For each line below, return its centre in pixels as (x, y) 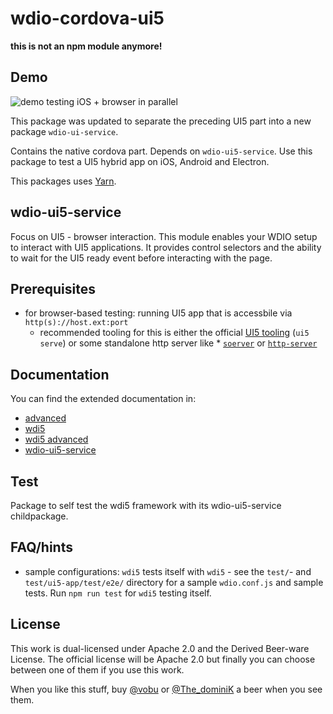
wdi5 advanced (56, 439)
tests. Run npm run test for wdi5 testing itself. (118, 593)
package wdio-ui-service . (64, 131)
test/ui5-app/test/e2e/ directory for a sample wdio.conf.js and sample (174, 582)
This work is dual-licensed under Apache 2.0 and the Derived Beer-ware (160, 648)
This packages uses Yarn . (63, 181)
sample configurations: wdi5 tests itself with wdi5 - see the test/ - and (168, 571)
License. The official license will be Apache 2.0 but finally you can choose (163, 659)
